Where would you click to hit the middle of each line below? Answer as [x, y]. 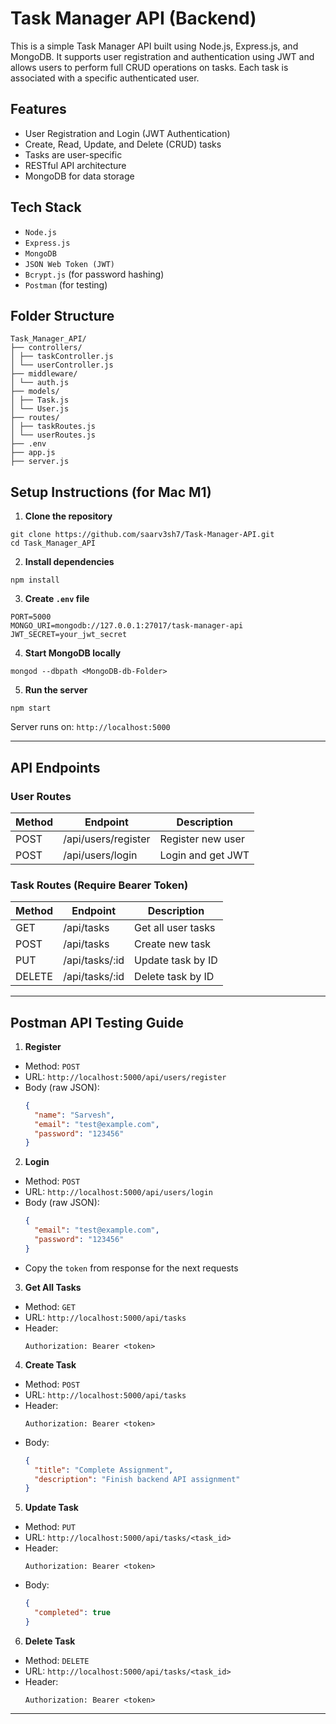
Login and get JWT [204, 855]
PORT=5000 [31, 617]
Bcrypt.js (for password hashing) [94, 274]
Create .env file [57, 599]
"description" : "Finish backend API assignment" [137, 1479]
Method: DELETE [57, 1660]
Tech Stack [46, 207]
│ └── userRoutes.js [53, 435]
